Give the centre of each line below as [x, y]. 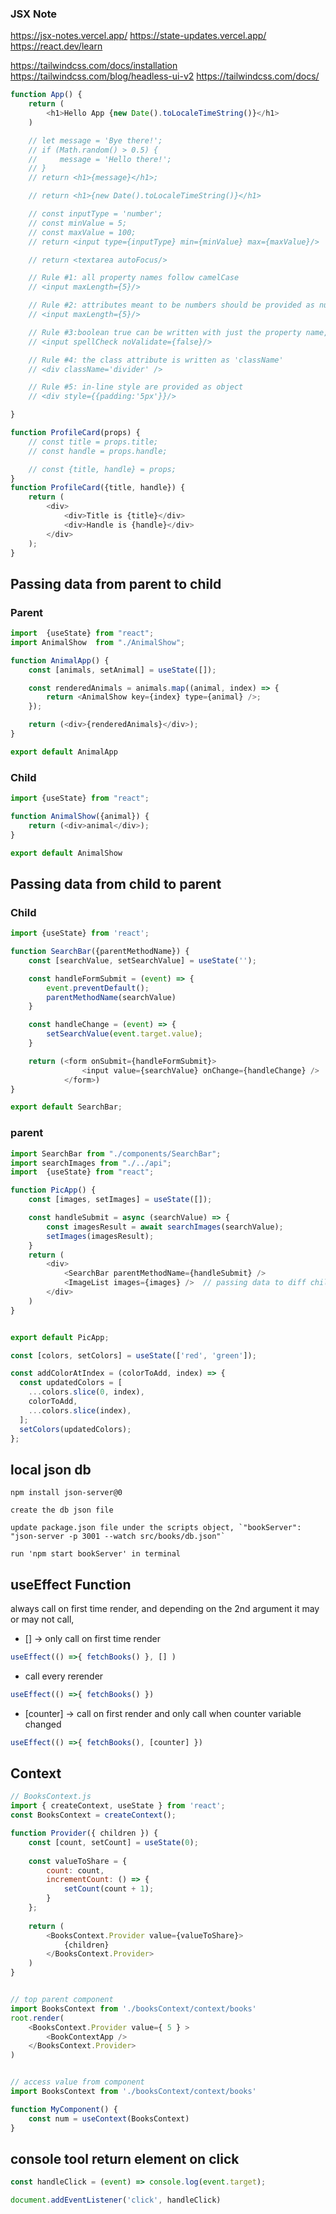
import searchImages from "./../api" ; [91, 1163]
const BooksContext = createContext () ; [93, 1815]
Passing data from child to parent [116, 883]
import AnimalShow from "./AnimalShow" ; [98, 642]
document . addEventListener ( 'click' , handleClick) [116, 2200]
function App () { [46, 95]
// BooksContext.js [51, 1797]
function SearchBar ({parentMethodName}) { [100, 952]
